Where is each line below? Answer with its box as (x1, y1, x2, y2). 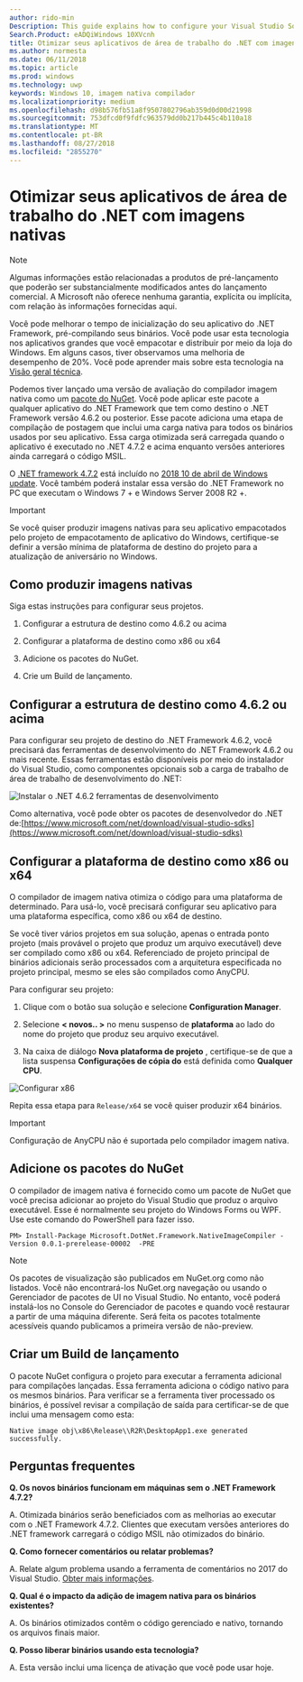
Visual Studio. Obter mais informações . (9, 1573, 155, 1584)
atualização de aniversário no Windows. (9, 551, 158, 562)
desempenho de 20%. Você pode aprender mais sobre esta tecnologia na (9, 356, 284, 367)
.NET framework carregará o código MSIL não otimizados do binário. (9, 1529, 265, 1540)
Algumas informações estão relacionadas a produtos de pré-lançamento (9, 271, 279, 282)
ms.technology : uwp (9, 80, 83, 89)
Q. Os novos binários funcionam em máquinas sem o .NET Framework (9, 1483, 277, 1494)
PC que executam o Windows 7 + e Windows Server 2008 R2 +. (9, 487, 247, 498)
